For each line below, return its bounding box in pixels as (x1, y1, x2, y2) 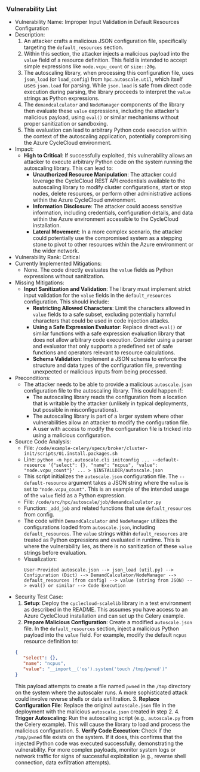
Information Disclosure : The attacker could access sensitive (32, 203, 183, 210)
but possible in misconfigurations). (32, 406, 118, 414)
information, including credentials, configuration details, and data (32, 209, 193, 217)
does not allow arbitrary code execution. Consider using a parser (32, 336, 193, 344)
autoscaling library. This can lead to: (23, 165, 113, 172)
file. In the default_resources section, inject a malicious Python (23, 625, 179, 633)
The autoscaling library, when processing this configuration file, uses (23, 69, 194, 77)
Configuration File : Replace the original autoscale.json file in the (14, 701, 176, 709)
